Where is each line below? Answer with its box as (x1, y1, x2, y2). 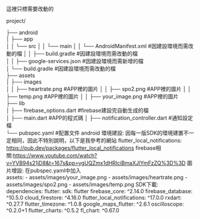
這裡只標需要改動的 (6, 5, 54, 12)
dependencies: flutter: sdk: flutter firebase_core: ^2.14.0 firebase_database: (6, 188, 193, 194)
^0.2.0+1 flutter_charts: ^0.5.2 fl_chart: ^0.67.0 (6, 207, 120, 214)
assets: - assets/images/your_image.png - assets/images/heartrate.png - (6, 174, 188, 180)
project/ (6, 17, 26, 24)
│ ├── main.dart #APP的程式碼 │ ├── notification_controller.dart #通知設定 (6, 114, 193, 122)
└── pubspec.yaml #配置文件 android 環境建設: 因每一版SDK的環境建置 (6, 129, 184, 137)
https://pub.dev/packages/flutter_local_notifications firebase (6, 144, 156, 152)
